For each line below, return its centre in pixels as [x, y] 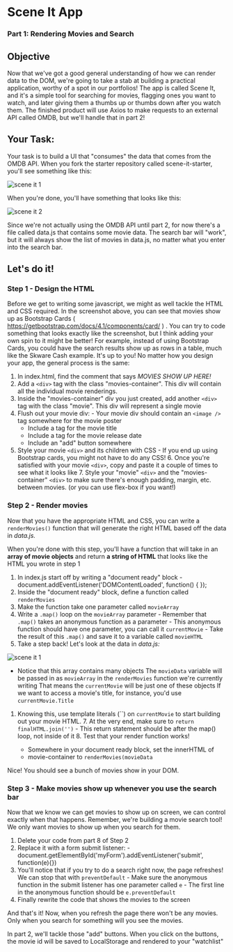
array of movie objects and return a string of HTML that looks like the [108, 556]
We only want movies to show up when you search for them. [94, 827]
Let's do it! [31, 269]
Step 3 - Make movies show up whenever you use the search [112, 788]
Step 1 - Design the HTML [51, 289]
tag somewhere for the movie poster [70, 421]
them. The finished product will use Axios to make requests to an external [113, 110]
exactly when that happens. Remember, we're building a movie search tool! [115, 820]
